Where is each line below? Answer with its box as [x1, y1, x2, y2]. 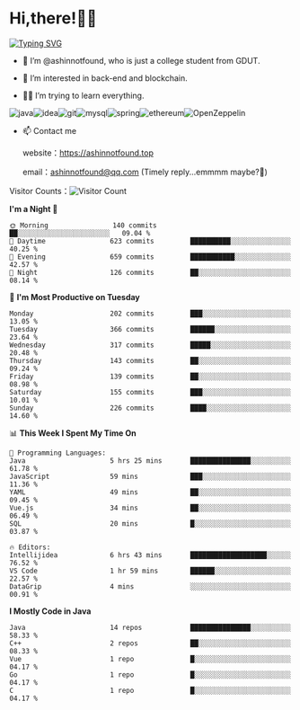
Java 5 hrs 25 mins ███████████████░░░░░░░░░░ [9, 456, 292, 466]
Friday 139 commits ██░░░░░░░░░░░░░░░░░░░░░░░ [9, 372, 292, 381]
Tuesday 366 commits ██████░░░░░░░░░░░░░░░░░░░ [9, 324, 292, 333]
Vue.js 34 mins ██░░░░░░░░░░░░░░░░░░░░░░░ [9, 503, 292, 512]
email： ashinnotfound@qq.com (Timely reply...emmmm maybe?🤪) [22, 166, 268, 177]
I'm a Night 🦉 [9, 203, 58, 214]
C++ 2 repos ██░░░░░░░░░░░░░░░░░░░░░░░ [9, 638, 292, 648]
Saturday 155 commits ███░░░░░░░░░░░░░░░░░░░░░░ [9, 387, 292, 396]
